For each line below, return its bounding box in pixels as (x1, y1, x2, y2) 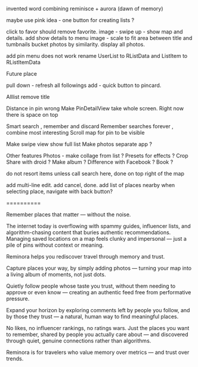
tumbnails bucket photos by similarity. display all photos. (6, 41, 145, 48)
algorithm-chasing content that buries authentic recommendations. (6, 229, 171, 236)
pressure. (6, 295, 30, 302)
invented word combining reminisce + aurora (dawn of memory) (6, 5, 163, 12)
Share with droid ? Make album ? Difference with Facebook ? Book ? (6, 158, 174, 166)
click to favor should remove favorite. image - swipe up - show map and (6, 28, 183, 35)
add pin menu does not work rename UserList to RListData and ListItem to (6, 52, 188, 59)
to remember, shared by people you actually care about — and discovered (6, 331, 189, 338)
